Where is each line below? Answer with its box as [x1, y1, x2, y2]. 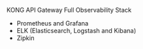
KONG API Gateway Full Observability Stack [6, 6, 132, 14]
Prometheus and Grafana [16, 19, 89, 27]
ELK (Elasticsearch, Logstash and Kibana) [16, 27, 137, 35]
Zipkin [16, 34, 35, 42]
